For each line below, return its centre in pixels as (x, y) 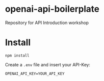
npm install (17, 55)
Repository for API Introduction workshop (47, 23)
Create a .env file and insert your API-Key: (48, 64)
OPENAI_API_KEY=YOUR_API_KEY (35, 74)
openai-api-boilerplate (52, 9)
